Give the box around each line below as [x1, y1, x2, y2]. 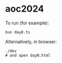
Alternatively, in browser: [5, 39, 57, 45]
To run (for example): [5, 20, 49, 26]
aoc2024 [5, 3, 44, 15]
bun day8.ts [5, 29, 30, 35]
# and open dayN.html [5, 53, 51, 58]
